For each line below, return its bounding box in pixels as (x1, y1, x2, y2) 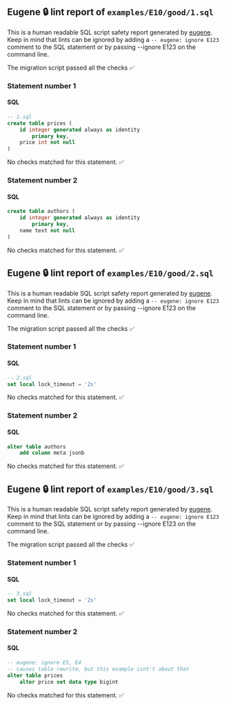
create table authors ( (7, 208, 76, 215)
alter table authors (7, 443, 67, 450)
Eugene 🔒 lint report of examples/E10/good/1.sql (7, 6, 214, 18)
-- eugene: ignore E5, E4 (7, 660, 81, 666)
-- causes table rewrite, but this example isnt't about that (7, 665, 189, 673)
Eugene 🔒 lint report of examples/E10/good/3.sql (7, 483, 214, 495)
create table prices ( (7, 120, 72, 127)
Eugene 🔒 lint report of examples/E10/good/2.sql (7, 267, 214, 279)
